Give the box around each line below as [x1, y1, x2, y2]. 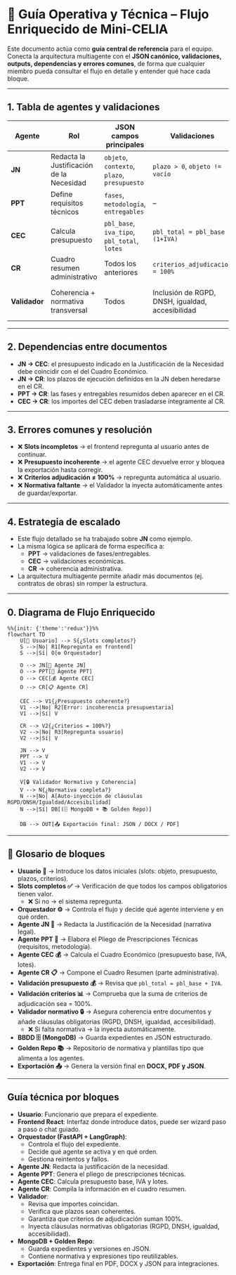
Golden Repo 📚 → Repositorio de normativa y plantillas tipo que [17, 1043, 204, 1052]
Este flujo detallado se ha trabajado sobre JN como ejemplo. [17, 535, 193, 543]
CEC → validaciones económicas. [27, 557, 126, 565]
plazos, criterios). [17, 874, 69, 882]
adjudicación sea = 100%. [17, 999, 93, 1007]
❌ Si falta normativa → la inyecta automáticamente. [27, 1025, 176, 1033]
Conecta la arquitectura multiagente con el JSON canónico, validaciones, [7, 52, 222, 60]
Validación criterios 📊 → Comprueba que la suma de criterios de [17, 989, 208, 998]
